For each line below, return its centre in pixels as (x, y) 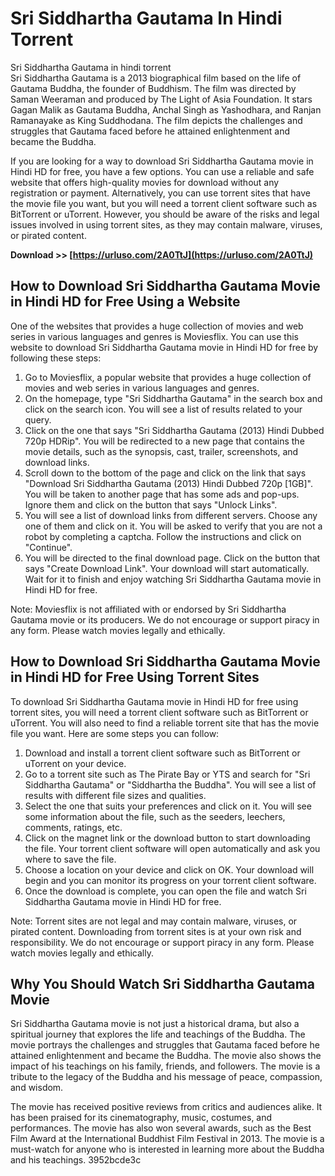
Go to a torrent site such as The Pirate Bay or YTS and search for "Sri (167, 774)
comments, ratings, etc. (73, 827)
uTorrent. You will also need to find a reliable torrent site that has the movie (165, 723)
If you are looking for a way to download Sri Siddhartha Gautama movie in (162, 161)
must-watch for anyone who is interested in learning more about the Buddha (167, 1149)
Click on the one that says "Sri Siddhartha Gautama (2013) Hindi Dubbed (174, 430)
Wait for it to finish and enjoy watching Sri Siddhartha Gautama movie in (173, 579)
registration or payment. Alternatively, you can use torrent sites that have (160, 193)
